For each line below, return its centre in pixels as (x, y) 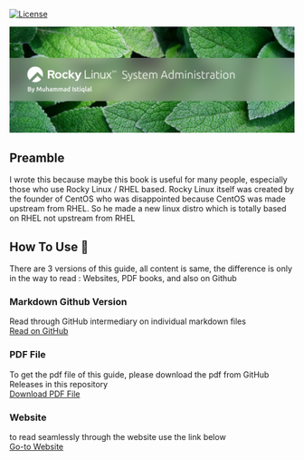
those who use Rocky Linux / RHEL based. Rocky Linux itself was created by (152, 190)
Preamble (37, 157)
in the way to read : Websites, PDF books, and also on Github (123, 279)
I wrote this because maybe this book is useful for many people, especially (148, 180)
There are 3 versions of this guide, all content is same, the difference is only (151, 269)
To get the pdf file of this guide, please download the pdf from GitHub (139, 374)
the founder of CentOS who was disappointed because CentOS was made (148, 199)
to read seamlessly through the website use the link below (118, 437)
